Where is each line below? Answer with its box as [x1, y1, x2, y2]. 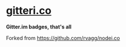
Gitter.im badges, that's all [6, 23, 72, 30]
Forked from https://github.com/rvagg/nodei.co [6, 34, 120, 41]
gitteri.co [6, 4, 52, 17]
